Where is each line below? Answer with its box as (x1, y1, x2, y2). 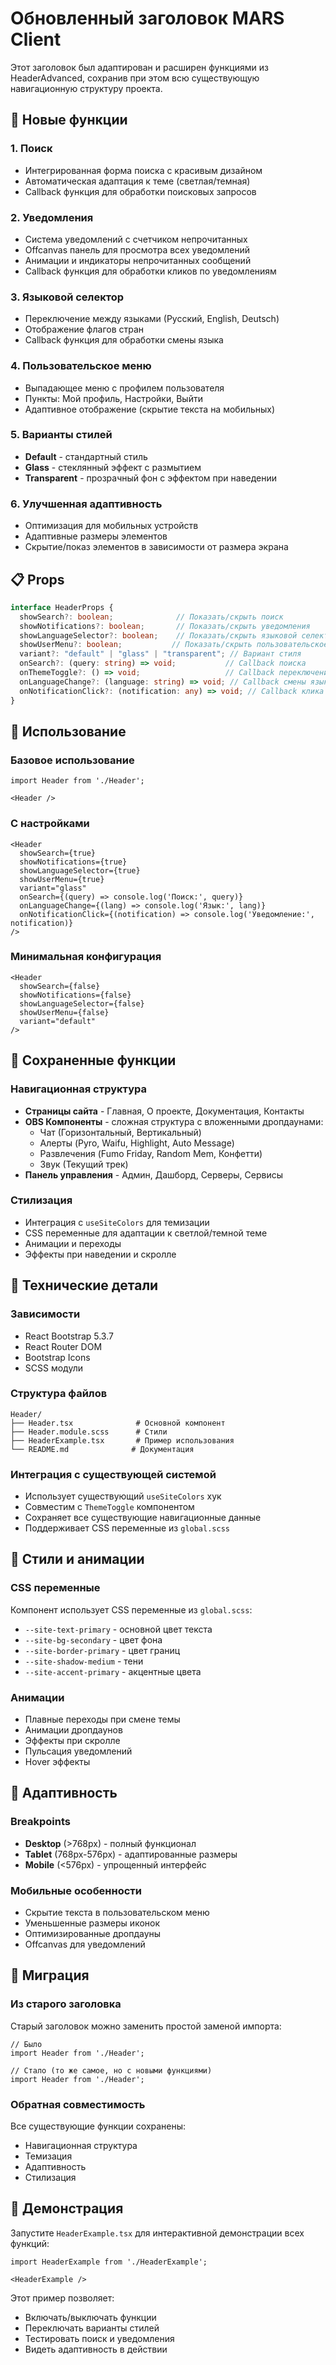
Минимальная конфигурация (10, 950, 162, 964)
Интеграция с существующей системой (10, 1467, 217, 1481)
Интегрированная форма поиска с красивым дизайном (24, 164, 263, 176)
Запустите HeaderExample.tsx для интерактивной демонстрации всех (10, 2227, 305, 2239)
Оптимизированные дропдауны (24, 1928, 162, 1940)
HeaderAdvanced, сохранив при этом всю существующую (10, 72, 260, 84)
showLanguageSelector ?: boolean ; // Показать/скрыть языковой (19, 630, 298, 641)
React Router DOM (24, 1340, 103, 1352)
